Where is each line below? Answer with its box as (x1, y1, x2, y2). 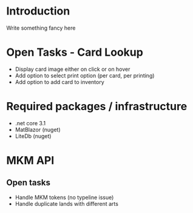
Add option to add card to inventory (15, 78, 104, 85)
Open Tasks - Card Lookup (6, 45, 144, 59)
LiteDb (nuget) (15, 132, 52, 140)
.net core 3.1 (15, 119, 46, 126)
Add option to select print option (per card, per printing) (15, 71, 155, 79)
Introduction (6, 4, 70, 18)
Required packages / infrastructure (6, 100, 188, 113)
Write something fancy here (6, 24, 76, 31)
